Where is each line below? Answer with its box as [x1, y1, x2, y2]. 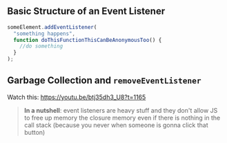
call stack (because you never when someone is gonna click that [23, 120, 208, 129]
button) [23, 128, 46, 136]
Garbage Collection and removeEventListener [7, 75, 201, 87]
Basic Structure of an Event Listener [7, 5, 166, 17]
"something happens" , [13, 30, 76, 37]
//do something [19, 43, 63, 50]
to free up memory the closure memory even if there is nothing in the [23, 113, 221, 122]
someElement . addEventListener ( [7, 23, 97, 30]
